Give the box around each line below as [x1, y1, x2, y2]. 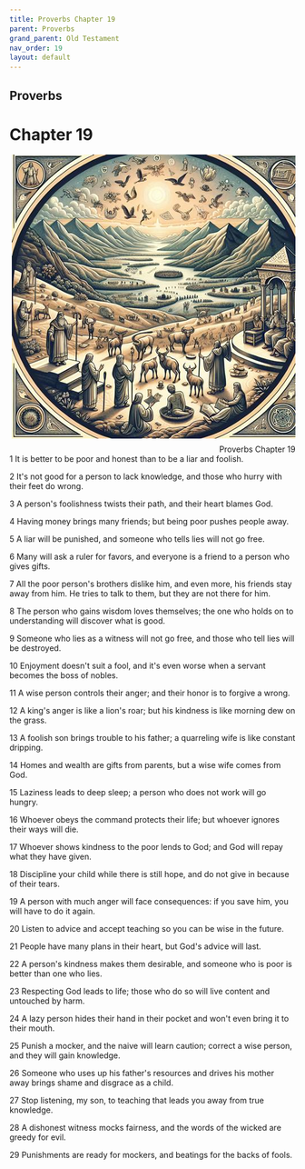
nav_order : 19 [9, 44, 64, 53]
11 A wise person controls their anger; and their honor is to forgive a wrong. [9, 687, 290, 699]
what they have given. [9, 851, 93, 863]
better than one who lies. [9, 968, 103, 979]
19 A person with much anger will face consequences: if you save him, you [9, 896, 289, 907]
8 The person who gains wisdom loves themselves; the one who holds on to [9, 605, 294, 617]
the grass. [9, 714, 47, 726]
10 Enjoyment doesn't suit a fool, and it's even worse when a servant [9, 660, 266, 672]
